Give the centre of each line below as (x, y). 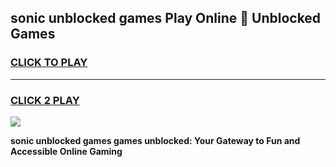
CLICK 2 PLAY (45, 100)
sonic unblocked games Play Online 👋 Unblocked (166, 18)
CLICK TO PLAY (49, 63)
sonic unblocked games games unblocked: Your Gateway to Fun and (155, 140)
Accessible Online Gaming (66, 151)
